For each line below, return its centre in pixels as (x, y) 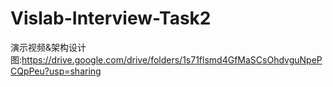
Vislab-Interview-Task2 (111, 18)
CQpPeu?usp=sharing (56, 71)
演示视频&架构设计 (48, 47)
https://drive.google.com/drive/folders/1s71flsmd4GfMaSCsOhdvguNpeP (172, 59)
